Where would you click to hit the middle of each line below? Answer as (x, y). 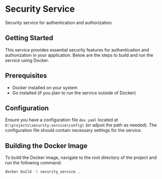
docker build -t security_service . (42, 172)
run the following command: (34, 163)
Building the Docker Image (46, 146)
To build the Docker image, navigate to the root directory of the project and (81, 157)
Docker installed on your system (45, 87)
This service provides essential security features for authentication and (77, 50)
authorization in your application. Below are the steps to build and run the (79, 55)
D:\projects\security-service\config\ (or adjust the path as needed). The (81, 125)
